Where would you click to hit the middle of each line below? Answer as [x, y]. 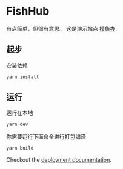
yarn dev [17, 124]
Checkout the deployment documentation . [59, 160]
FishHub [28, 11]
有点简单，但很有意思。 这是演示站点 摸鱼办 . [62, 28]
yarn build [20, 148]
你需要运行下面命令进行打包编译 [46, 137]
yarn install [23, 77]
